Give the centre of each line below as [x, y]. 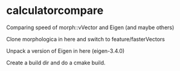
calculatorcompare [55, 11]
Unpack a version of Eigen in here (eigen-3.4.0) [66, 51]
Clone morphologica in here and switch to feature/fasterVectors [85, 39]
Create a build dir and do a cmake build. [56, 63]
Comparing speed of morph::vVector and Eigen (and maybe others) [90, 27]
